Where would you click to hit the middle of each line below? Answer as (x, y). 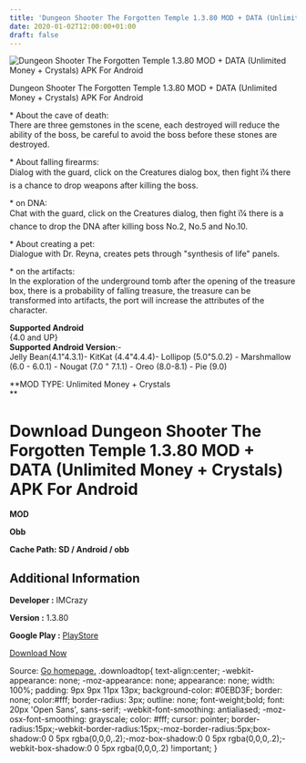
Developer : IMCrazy (49, 600)
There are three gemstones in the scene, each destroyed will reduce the (145, 125)
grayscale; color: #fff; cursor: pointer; (159, 719)
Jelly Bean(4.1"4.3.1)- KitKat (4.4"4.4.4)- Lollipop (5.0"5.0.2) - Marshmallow (150, 357)
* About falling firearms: (55, 162)
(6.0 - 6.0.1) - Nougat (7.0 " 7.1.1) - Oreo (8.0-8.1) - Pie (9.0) (118, 366)
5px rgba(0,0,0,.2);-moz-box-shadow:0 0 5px (141, 738)
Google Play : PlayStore (54, 635)
